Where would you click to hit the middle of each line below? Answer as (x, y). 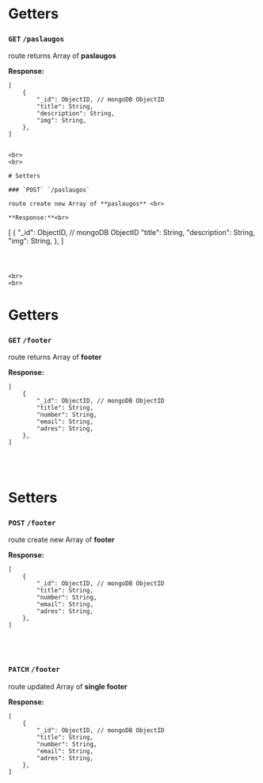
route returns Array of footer (55, 357)
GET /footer (30, 340)
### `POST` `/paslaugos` (49, 190)
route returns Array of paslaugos (62, 56)
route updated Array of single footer (68, 686)
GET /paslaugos (36, 39)
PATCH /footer (34, 669)
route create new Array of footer (61, 540)
